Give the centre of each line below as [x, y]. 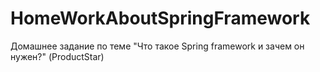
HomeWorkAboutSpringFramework [160, 18]
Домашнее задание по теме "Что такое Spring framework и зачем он [157, 46]
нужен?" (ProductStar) [57, 56]
